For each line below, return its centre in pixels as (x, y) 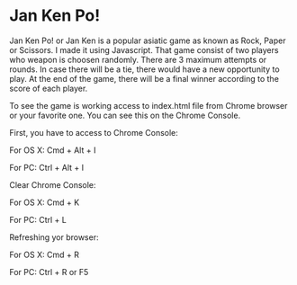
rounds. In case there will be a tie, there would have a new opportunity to (145, 69)
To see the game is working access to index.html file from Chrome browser (148, 105)
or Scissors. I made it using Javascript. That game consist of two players (144, 49)
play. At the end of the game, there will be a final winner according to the (144, 78)
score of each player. (49, 88)
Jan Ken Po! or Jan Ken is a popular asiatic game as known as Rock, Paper (148, 40)
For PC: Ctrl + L (38, 219)
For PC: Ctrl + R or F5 (49, 272)
